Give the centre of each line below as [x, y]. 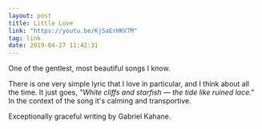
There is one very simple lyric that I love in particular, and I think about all [129, 84]
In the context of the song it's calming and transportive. [100, 101]
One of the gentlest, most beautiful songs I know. [89, 68]
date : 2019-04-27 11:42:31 [53, 46]
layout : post [30, 16]
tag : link [25, 38]
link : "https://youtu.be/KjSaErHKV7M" [73, 30]
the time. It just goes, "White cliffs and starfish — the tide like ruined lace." [131, 92]
